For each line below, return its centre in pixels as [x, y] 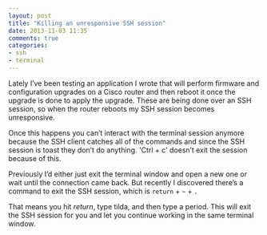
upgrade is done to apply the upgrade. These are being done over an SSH [130, 100]
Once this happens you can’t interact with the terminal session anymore [126, 132]
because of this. [35, 158]
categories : [28, 46]
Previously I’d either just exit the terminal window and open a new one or [128, 174]
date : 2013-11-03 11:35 [48, 30]
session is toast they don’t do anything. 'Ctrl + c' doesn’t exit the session [128, 150]
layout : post [30, 16]
